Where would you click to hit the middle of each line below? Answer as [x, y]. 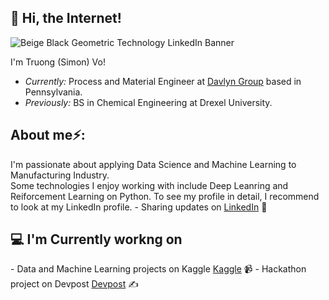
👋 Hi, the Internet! [66, 18]
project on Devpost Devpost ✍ [74, 284]
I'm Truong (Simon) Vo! [58, 62]
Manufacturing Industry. [60, 175]
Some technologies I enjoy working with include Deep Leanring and [149, 185]
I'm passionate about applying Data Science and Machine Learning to [153, 164]
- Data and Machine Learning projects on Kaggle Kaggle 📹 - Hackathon [158, 269]
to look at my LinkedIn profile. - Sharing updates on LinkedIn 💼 [139, 207]
